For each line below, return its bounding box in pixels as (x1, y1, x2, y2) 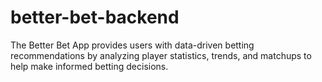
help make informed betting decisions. (10, 60, 169, 72)
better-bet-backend (10, 6, 180, 29)
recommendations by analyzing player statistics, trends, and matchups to (10, 49, 312, 61)
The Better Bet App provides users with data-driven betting (10, 39, 255, 51)
